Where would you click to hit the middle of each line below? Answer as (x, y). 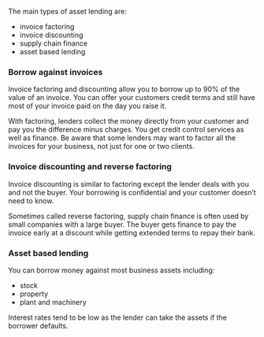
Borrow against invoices (56, 72)
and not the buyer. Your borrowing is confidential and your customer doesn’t (132, 192)
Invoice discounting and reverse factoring (90, 167)
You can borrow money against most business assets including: (112, 270)
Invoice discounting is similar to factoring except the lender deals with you (129, 183)
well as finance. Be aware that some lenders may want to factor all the (122, 138)
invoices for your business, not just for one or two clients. (101, 146)
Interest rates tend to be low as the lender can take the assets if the (117, 317)
